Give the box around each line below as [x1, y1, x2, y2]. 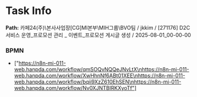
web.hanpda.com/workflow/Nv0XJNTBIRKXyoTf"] [14, 85, 137, 92]
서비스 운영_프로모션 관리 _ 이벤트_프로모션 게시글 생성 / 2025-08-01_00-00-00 [5, 31, 191, 39]
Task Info [5, 4, 52, 18]
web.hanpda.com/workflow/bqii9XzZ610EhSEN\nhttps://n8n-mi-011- [14, 78, 182, 85]
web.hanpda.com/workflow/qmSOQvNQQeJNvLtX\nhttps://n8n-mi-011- [14, 66, 189, 73]
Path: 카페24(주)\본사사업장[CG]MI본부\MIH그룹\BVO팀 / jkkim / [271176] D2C [5, 24, 191, 31]
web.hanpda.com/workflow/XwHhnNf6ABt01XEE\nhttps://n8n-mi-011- [14, 72, 185, 79]
